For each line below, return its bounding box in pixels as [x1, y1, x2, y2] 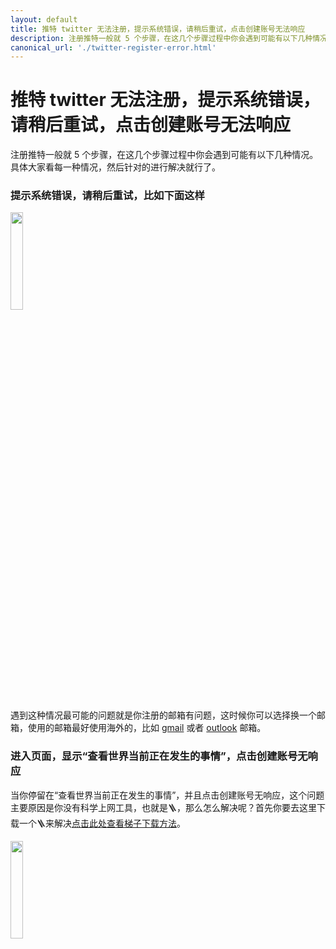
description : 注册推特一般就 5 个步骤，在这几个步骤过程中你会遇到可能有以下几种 [10, 33, 313, 43]
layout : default [10, 14, 78, 25]
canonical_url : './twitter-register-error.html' [10, 42, 217, 53]
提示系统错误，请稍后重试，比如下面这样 [10, 189, 205, 203]
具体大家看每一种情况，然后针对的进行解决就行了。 [10, 161, 221, 173]
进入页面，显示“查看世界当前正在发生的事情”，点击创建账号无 [10, 749, 308, 763]
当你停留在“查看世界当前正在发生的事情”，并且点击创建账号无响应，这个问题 [10, 789, 325, 801]
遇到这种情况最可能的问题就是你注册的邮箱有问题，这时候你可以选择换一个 [10, 709, 317, 721]
